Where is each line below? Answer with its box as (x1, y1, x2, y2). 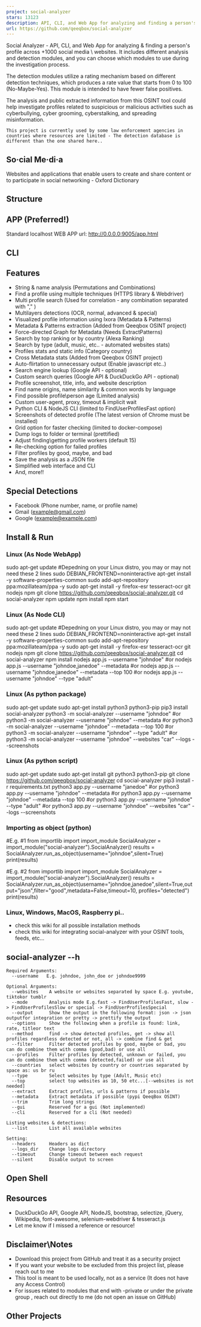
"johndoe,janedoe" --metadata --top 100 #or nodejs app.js (32, 669, 177, 676)
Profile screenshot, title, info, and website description (14, 379, 147, 387)
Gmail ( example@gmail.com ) (14, 508, 86, 515)
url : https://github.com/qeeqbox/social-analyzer (6, 25, 133, 32)
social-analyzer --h (6, 952, 80, 962)
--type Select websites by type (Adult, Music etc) (11, 1073, 162, 1079)
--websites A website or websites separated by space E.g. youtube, (11, 989, 194, 995)
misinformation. (6, 116, 45, 123)
